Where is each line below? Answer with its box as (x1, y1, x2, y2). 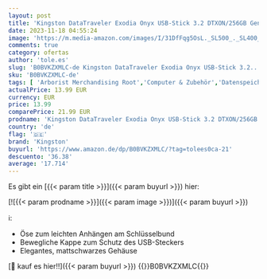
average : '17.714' (8, 160, 69, 168)
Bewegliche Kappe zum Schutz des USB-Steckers (19, 238, 184, 247)
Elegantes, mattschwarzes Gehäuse (19, 246, 137, 256)
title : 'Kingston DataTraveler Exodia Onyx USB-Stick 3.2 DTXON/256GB (8, 19, 247, 27)
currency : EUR (8, 93, 56, 101)
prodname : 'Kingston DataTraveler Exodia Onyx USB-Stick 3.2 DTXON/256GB (8, 116, 258, 124)
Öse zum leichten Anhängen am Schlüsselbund (19, 229, 175, 239)
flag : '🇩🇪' (8, 130, 48, 138)
